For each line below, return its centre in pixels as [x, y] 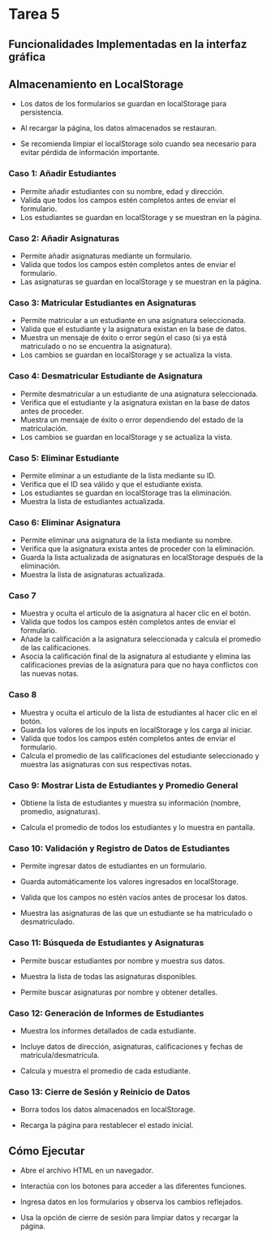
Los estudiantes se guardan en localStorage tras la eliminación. [126, 493]
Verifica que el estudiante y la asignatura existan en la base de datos [135, 402]
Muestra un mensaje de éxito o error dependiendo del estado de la [131, 420]
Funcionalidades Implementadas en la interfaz [128, 44]
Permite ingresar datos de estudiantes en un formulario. [113, 866]
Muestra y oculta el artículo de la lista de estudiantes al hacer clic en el [139, 712]
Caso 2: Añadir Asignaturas [64, 238]
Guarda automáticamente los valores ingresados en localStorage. [129, 882]
